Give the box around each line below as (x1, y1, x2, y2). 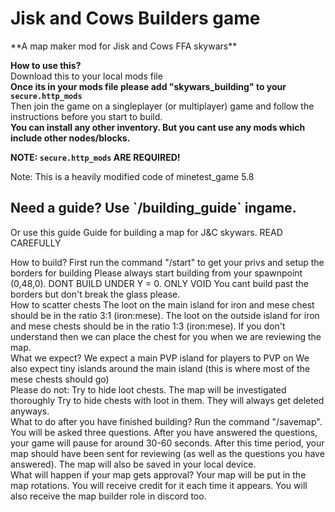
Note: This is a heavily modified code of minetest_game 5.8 (10, 170, 255, 182)
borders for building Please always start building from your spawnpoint (10, 267, 303, 279)
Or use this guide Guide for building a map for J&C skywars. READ (10, 226, 283, 238)
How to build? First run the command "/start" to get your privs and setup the (10, 256, 325, 268)
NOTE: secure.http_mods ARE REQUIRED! (10, 151, 181, 163)
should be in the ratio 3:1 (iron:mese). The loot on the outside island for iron (10, 309, 320, 321)
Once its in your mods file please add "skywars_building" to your (10, 80, 287, 92)
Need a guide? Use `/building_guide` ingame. (10, 200, 297, 217)
